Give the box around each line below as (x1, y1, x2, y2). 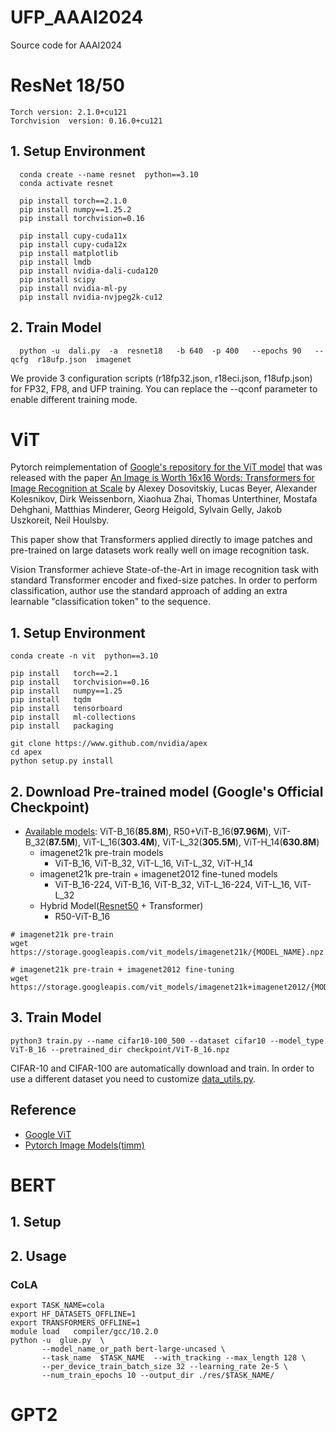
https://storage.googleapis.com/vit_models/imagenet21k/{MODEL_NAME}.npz (10, 947, 325, 958)
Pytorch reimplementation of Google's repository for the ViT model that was (10, 461, 323, 473)
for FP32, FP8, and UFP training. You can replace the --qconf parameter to (10, 382, 318, 395)
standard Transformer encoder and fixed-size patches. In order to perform (10, 574, 318, 586)
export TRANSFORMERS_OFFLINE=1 (10, 1317, 141, 1328)
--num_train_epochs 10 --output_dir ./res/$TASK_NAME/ (41, 1370, 275, 1380)
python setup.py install (10, 756, 114, 766)
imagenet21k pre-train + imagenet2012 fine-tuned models (39, 868, 278, 880)
